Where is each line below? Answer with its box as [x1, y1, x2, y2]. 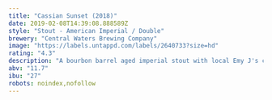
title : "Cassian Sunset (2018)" [8, 11, 117, 20]
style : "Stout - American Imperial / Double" [8, 27, 164, 35]
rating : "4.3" [8, 49, 57, 57]
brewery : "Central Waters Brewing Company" [8, 34, 158, 43]
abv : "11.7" [8, 65, 49, 73]
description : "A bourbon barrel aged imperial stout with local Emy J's [8, 57, 259, 65]
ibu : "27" [8, 72, 42, 80]
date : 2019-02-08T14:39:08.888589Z [8, 19, 129, 27]
